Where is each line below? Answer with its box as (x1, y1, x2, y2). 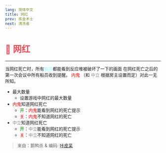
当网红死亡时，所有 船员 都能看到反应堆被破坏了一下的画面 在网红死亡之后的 (5, 66, 158, 72)
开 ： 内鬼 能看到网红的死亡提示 (19, 107, 81, 113)
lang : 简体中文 (5, 7, 34, 12)
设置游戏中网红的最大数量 (19, 95, 72, 101)
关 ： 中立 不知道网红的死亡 (19, 132, 72, 138)
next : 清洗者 (5, 21, 30, 26)
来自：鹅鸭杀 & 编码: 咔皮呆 (17, 143, 73, 149)
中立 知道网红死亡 (12, 120, 47, 126)
